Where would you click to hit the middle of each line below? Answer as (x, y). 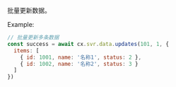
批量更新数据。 (29, 10)
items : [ (27, 51)
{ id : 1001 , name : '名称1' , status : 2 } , (81, 57)
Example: (21, 24)
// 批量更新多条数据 (33, 37)
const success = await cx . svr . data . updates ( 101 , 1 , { (88, 44)
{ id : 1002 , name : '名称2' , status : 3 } (79, 64)
